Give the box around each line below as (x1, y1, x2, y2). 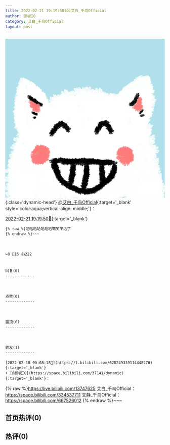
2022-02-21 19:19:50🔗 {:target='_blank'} (5, 216, 88, 222)
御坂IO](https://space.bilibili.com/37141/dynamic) (14, 371, 124, 376)
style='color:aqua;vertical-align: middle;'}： (5, 206, 96, 212)
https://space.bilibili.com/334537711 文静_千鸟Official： (5, 392, 121, 398)
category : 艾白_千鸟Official (5, 19, 64, 24)
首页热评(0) (5, 413, 41, 422)
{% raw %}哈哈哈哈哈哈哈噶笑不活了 (5, 226, 71, 232)
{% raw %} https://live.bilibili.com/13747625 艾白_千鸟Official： (5, 385, 136, 391)
